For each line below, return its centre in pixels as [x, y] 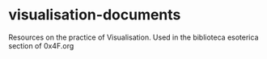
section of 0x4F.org [41, 45]
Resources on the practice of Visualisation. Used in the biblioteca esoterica [133, 37]
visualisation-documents [95, 15]
